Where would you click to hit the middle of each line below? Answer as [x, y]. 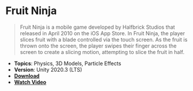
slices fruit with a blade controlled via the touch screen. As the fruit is [104, 39]
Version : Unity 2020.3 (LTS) [48, 69]
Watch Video [30, 82]
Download [27, 76]
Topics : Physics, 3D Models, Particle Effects [67, 63]
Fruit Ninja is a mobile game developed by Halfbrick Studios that [97, 27]
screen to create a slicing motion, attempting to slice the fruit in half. [102, 52]
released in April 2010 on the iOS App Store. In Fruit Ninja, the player [102, 33]
